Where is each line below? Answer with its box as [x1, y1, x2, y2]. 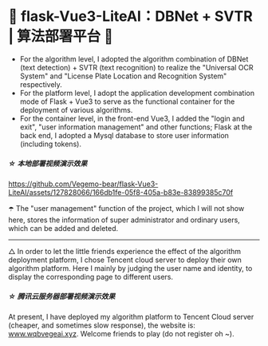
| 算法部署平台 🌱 [8, 27, 114, 46]
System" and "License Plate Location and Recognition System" [19, 71, 227, 81]
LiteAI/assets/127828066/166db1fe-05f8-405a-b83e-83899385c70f [8, 187, 234, 197]
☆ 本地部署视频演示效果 [8, 158, 88, 168]
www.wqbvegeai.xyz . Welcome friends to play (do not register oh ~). [8, 328, 235, 338]
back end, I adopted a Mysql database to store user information [19, 130, 230, 140]
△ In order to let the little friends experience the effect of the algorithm [8, 246, 242, 256]
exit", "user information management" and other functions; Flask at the [19, 121, 253, 132]
